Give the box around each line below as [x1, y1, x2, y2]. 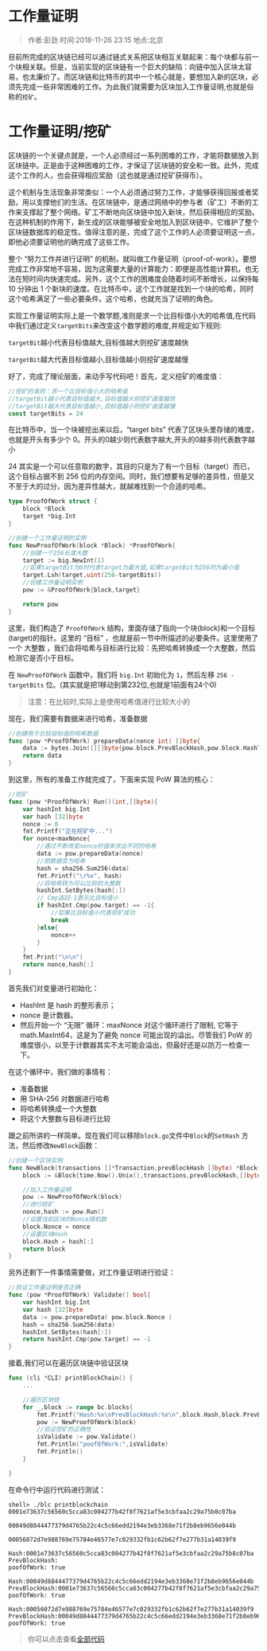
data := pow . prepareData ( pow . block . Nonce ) [22, 1313, 172, 1321]
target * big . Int [22, 513, 77, 521]
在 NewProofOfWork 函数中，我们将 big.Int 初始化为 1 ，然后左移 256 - [8, 669, 234, 679]
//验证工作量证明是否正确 [8, 1283, 81, 1292]
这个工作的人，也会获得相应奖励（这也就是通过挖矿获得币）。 [8, 170, 207, 180]
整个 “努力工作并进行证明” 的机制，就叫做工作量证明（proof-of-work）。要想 [8, 254, 257, 263]
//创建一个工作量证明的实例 [8, 534, 87, 542]
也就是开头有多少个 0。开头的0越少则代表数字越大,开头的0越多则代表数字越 [8, 435, 256, 444]
